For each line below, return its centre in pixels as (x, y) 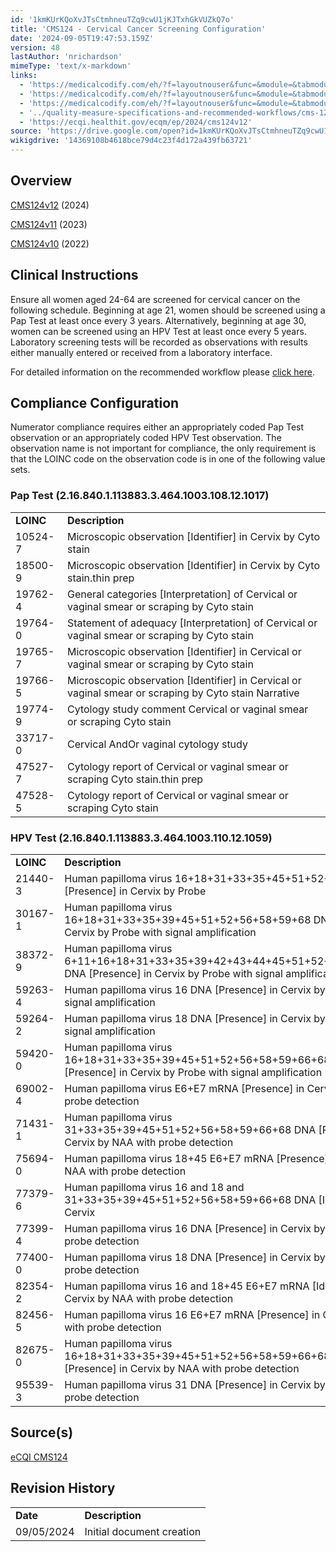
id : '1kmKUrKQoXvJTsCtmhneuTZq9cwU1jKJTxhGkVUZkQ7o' (122, 19)
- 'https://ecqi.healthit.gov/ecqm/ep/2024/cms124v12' (136, 122)
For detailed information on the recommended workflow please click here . (162, 372)
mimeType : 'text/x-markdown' (71, 66)
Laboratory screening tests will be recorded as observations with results (159, 342)
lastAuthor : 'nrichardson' (66, 57)
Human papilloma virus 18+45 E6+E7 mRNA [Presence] (196, 1159)
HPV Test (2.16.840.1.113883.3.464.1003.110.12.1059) (141, 838)
